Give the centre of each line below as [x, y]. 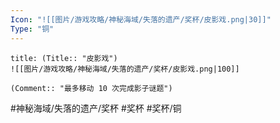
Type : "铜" [32, 29]
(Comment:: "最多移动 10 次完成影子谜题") [91, 88]
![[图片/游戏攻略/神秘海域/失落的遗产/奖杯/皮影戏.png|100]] [125, 69]
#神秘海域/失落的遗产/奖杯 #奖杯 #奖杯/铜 [96, 108]
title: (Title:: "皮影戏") [64, 58]
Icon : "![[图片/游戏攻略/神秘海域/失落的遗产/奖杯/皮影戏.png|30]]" [141, 19]
